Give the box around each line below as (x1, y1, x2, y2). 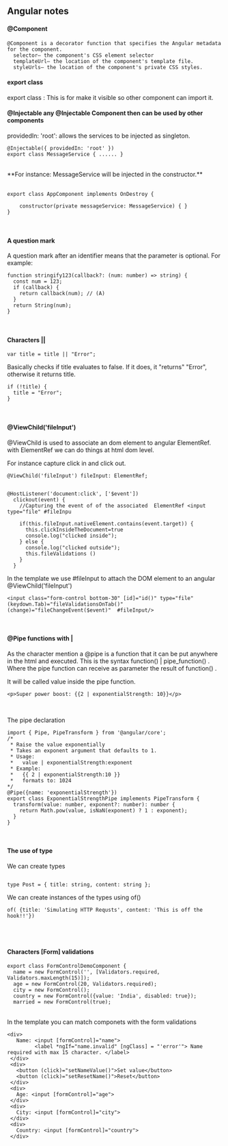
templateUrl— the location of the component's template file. (13, 58, 194, 64)
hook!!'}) (7, 912, 35, 920)
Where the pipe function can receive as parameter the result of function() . (7, 664, 217, 672)
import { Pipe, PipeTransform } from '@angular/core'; (7, 729, 167, 736)
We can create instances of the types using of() (7, 893, 141, 901)
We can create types (7, 862, 66, 871)
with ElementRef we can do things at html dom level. (7, 445, 155, 454)
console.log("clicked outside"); (25, 544, 121, 551)
